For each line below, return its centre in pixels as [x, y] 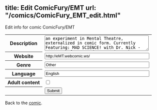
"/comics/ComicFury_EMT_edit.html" [63, 16]
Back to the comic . [24, 103]
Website [24, 56]
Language [24, 74]
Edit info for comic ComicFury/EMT [40, 27]
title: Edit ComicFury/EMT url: [51, 8]
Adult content [24, 82]
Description [24, 43]
